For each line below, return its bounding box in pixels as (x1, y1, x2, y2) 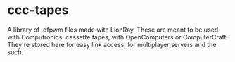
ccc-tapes (7, 2, 69, 18)
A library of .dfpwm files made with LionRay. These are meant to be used (7, 25, 219, 34)
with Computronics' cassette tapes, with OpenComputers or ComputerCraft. (7, 32, 229, 41)
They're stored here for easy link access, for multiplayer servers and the (7, 40, 217, 49)
